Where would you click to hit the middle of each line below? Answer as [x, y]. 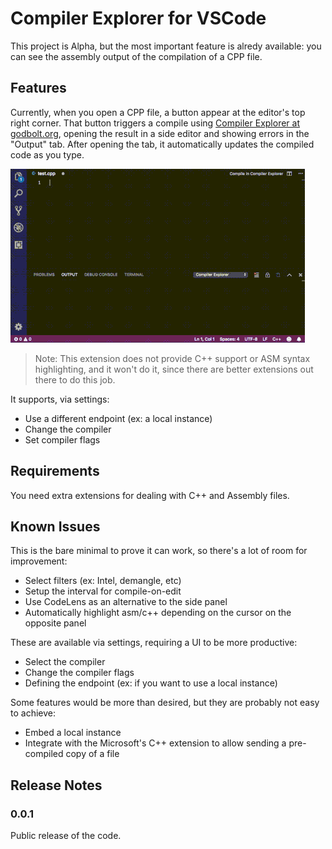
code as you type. [47, 154]
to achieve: [33, 713]
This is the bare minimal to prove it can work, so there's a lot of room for [159, 551]
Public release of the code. [66, 836]
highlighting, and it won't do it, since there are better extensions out [174, 369]
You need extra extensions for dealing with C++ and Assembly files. [150, 495]
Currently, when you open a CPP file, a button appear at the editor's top [158, 112]
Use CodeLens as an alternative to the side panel [126, 602]
